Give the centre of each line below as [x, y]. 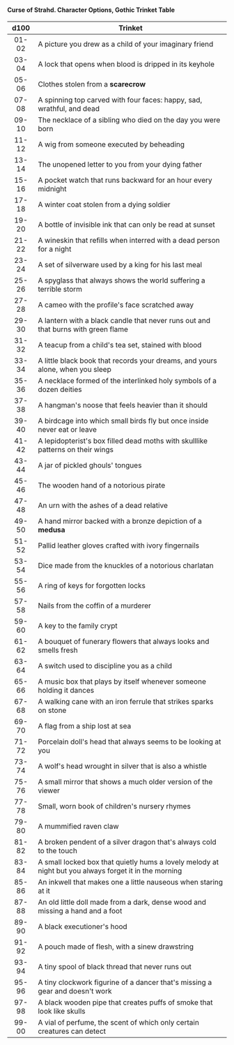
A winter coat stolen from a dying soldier [104, 204]
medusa [52, 530]
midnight [52, 189]
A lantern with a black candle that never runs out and [124, 321]
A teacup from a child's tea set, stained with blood [120, 345]
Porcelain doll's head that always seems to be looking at [130, 742]
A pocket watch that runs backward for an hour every [125, 180]
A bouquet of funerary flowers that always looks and [124, 642]
